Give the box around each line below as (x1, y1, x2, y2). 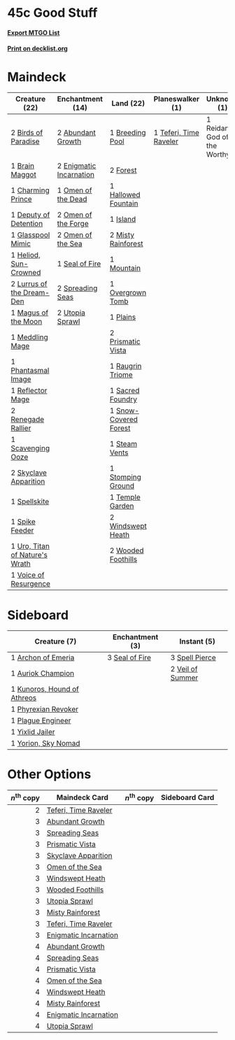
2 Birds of (10, 128, 43, 138)
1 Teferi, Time (153, 128, 199, 138)
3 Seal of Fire (107, 653, 152, 662)
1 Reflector (10, 386, 48, 396)
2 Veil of (170, 664, 198, 674)
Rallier (10, 423, 31, 433)
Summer (170, 673, 199, 683)
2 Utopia (57, 308, 86, 318)
